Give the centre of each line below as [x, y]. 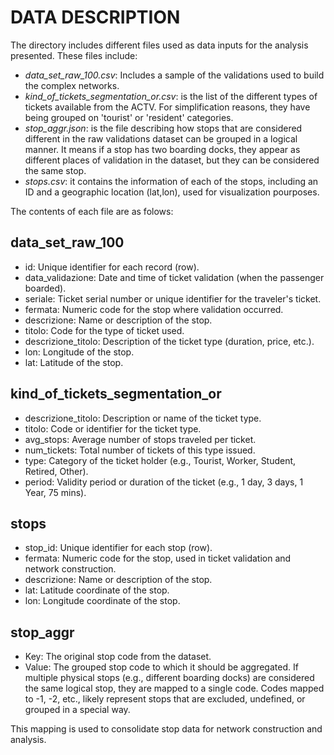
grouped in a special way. [77, 710]
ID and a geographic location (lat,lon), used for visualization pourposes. [172, 192]
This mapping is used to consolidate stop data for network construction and [166, 729]
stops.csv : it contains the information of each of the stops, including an [171, 181]
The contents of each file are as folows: [92, 211]
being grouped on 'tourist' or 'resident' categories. [129, 117]
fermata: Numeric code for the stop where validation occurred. [154, 309]
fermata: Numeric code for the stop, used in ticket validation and [158, 558]
